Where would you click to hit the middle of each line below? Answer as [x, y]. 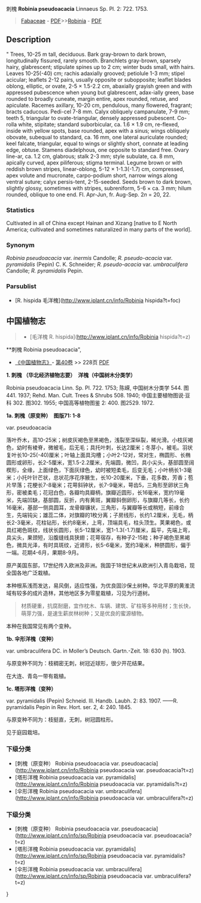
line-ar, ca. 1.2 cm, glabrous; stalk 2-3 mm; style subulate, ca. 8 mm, [91, 156]
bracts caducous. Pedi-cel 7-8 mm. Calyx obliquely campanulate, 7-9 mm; [98, 111]
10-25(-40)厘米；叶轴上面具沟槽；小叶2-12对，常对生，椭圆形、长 [104, 455]
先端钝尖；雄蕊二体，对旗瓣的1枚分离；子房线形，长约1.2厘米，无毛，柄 [105, 515]
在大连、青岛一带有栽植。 [38, 676]
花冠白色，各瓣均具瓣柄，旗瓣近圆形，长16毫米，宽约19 [111, 492]
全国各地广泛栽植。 [30, 573]
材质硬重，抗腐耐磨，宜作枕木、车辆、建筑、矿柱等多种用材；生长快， [107, 606]
